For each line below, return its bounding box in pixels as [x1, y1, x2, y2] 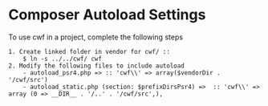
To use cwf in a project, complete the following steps [8, 32, 183, 42]
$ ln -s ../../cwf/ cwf [22, 55, 103, 63]
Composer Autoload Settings [8, 6, 206, 24]
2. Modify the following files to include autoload [8, 62, 185, 70]
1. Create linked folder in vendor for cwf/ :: [8, 47, 171, 55]
